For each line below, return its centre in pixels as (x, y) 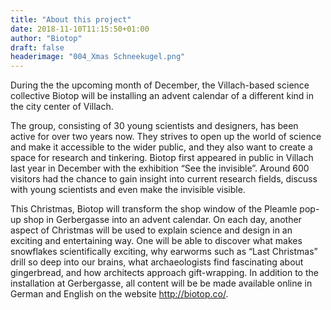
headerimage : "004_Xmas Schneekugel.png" (98, 57)
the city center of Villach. (62, 107)
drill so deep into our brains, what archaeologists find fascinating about (157, 262)
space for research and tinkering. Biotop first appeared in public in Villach (162, 158)
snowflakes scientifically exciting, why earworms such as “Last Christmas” (164, 252)
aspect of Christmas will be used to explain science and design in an (151, 230)
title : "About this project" (71, 19)
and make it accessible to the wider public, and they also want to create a (161, 147)
